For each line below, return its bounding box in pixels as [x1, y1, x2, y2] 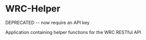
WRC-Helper [5, 3, 61, 14]
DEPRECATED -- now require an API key [5, 19, 90, 25]
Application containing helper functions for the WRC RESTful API [5, 29, 141, 35]
